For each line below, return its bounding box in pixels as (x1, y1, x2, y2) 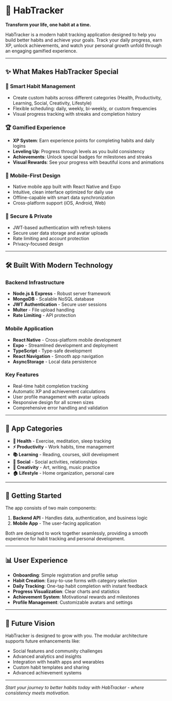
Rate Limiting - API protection (12, 312, 76, 318)
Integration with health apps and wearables (12, 659, 104, 665)
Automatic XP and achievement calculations (12, 388, 106, 394)
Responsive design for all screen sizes (12, 399, 94, 405)
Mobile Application (5, 325, 54, 332)
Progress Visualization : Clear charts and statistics (12, 588, 120, 594)
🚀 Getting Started (5, 492, 62, 500)
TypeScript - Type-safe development (12, 348, 92, 354)
